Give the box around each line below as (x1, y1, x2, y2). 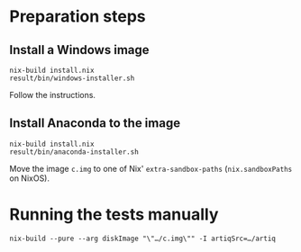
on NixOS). (9, 173, 50, 184)
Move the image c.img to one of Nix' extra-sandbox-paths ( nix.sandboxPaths (9, 163, 293, 174)
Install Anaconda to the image (9, 115, 181, 131)
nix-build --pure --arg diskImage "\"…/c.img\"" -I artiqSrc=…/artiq (9, 234, 277, 243)
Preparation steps (9, 6, 146, 27)
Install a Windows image (9, 42, 150, 58)
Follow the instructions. (9, 90, 96, 100)
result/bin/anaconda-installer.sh (9, 147, 140, 157)
